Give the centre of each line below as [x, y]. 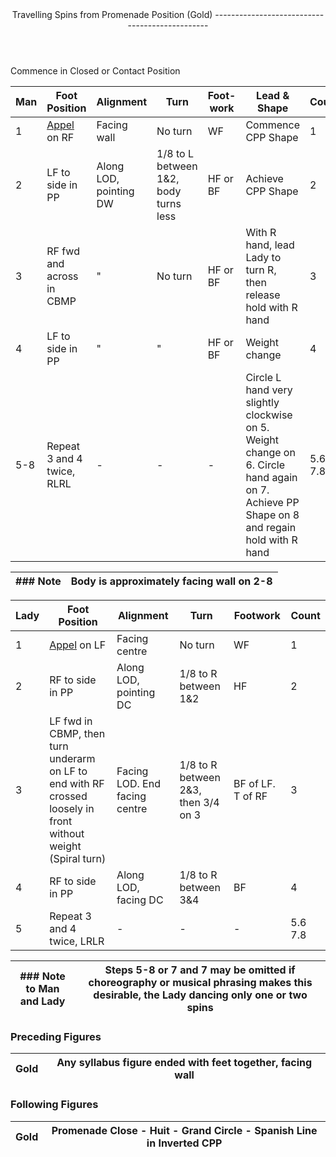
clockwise [269, 415]
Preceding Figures [56, 1036]
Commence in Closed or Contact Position [95, 71]
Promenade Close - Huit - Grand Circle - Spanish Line [184, 1130]
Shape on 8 [272, 515]
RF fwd [63, 251]
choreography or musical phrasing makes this [200, 982]
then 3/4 [199, 802]
